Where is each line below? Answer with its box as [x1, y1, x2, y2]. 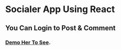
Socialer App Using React [5, 4, 115, 15]
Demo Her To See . [5, 39, 51, 46]
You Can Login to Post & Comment [5, 24, 116, 32]
